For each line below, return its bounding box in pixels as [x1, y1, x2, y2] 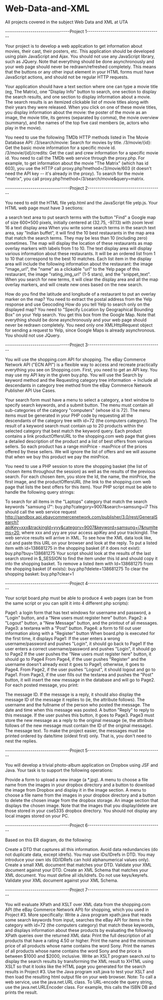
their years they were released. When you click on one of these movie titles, [5, 104, 157, 110]
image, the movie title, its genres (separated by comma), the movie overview [5, 114, 159, 120]
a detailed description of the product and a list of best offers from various [5, 438, 152, 444]
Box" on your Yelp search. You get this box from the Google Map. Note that [5, 312, 156, 317]
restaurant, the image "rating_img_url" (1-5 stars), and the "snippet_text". [5, 271, 151, 277]
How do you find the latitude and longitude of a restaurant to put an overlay [5, 291, 156, 297]
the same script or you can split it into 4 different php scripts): [5, 600, 129, 606]
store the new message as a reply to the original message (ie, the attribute [5, 717, 154, 723]
